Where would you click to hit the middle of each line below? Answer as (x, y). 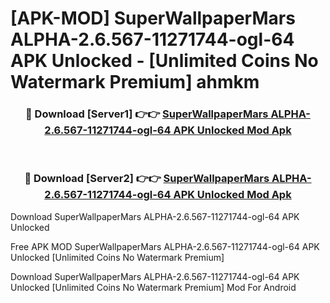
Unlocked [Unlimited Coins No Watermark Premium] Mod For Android (153, 287)
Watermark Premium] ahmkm (135, 82)
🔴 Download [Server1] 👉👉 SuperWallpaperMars (147, 114)
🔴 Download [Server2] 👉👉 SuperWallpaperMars (147, 179)
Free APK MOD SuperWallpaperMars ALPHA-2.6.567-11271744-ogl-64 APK (165, 246)
